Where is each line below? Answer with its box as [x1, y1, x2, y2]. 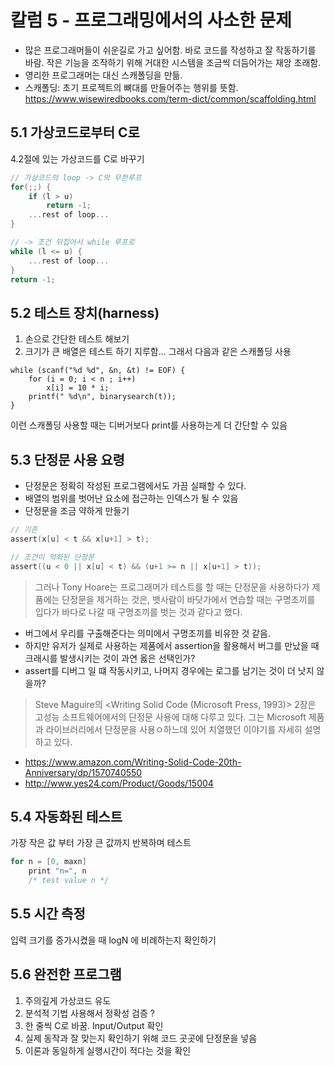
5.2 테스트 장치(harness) [10, 304, 160, 321]
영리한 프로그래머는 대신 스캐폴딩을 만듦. [24, 69, 183, 81]
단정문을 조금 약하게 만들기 [24, 505, 130, 516]
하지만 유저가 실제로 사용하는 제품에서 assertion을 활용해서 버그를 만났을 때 [24, 639, 320, 651]
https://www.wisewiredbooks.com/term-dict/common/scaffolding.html [24, 92, 317, 105]
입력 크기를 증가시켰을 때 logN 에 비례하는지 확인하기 [10, 934, 217, 946]
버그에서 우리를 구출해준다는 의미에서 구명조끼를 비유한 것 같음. [24, 627, 272, 639]
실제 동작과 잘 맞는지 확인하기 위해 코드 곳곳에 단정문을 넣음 [24, 1032, 258, 1044]
